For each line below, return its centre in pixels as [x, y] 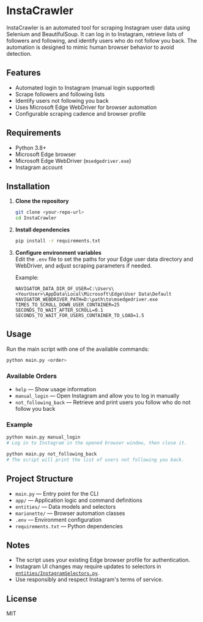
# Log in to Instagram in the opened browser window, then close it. [97, 443]
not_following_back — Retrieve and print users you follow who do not [103, 402]
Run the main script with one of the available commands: [78, 349]
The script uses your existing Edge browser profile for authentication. [103, 560]
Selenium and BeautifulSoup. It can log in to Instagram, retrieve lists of [95, 34]
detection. [19, 53]
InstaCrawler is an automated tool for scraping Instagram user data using [98, 28]
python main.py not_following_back [52, 454]
